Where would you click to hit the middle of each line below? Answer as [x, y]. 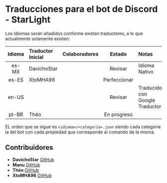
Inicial [36, 57]
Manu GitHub [26, 165]
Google [147, 100]
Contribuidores [29, 148]
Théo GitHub [26, 170]
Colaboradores [80, 54]
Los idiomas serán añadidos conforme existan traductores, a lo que [74, 33]
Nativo [146, 71]
